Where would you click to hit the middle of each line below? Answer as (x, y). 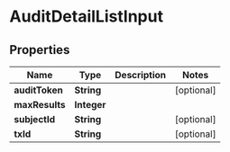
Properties (40, 50)
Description (141, 75)
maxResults (40, 105)
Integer (90, 105)
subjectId (35, 119)
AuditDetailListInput (87, 17)
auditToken (38, 90)
